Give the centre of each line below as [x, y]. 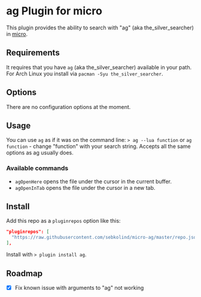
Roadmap [25, 273]
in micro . [17, 34]
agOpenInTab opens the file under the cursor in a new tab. [85, 187]
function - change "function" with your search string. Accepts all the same [98, 146]
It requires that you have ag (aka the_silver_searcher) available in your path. [99, 67]
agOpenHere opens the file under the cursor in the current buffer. [93, 181]
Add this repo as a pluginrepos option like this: [63, 221]
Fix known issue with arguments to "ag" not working [79, 287]
